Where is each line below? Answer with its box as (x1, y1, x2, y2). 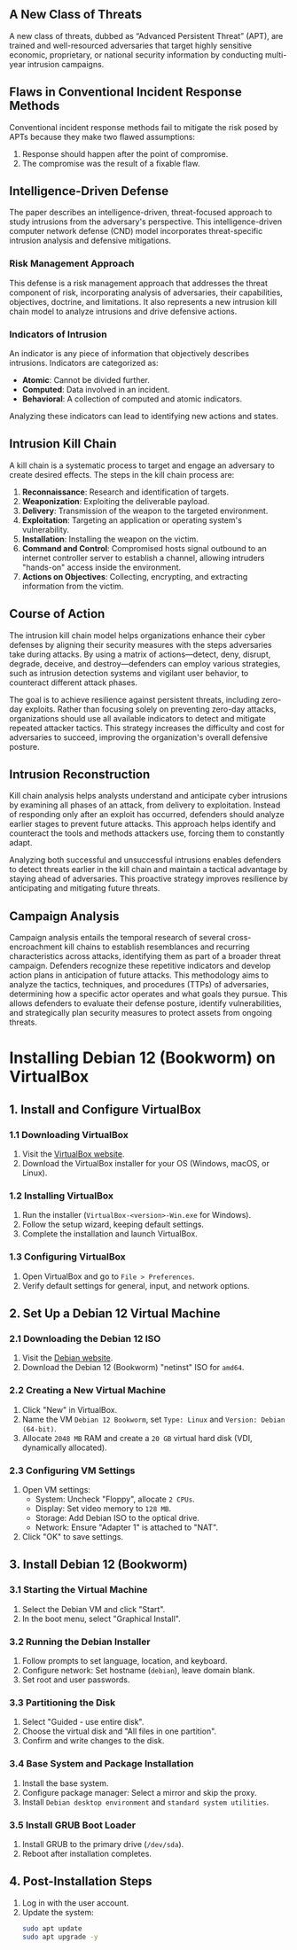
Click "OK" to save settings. (21, 1532, 124, 1542)
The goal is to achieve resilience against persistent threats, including (9, 694, 260, 705)
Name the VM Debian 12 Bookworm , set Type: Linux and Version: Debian (21, 1414, 285, 1424)
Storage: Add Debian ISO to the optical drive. (35, 1513, 199, 1524)
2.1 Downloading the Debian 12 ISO (9, 1333, 161, 1345)
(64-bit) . (21, 1423, 58, 1434)
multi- (264, 49, 287, 60)
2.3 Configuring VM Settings (9, 1464, 136, 1477)
